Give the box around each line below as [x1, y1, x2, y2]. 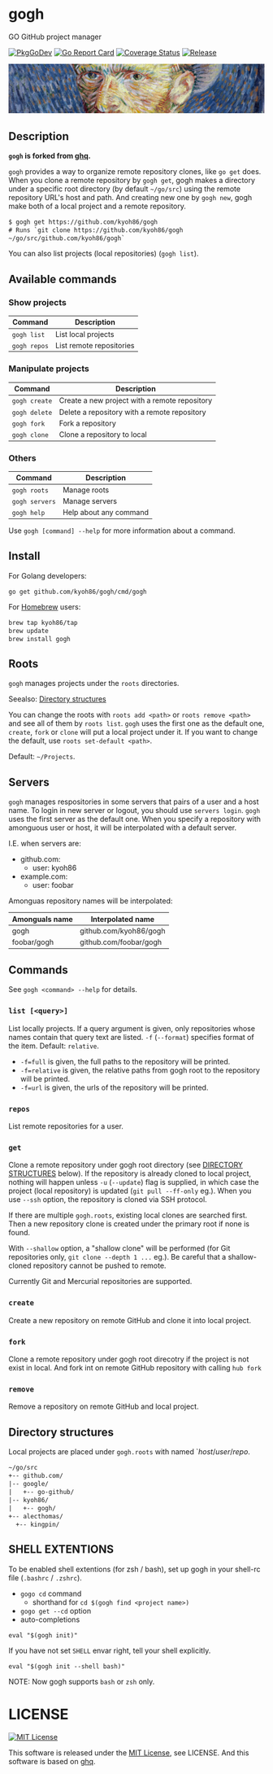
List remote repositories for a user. [8, 1121, 124, 1131]
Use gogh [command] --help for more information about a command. [8, 526, 236, 535]
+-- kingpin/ [15, 1521, 60, 1529]
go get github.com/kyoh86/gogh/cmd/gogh [8, 588, 148, 596]
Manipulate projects [8, 363, 89, 374]
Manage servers [62, 496, 118, 505]
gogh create [11, 397, 53, 405]
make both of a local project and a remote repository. [8, 201, 187, 212]
